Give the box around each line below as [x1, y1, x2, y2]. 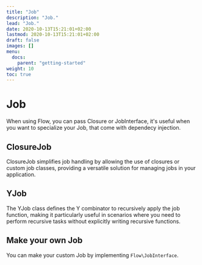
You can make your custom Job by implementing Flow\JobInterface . [6, 251, 179, 259]
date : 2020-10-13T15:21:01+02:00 [6, 26, 92, 32]
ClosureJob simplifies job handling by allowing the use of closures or [6, 158, 180, 165]
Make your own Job [6, 235, 83, 246]
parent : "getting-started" [17, 60, 86, 66]
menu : [6, 49, 20, 55]
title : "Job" [6, 9, 40, 15]
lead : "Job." [6, 20, 40, 26]
